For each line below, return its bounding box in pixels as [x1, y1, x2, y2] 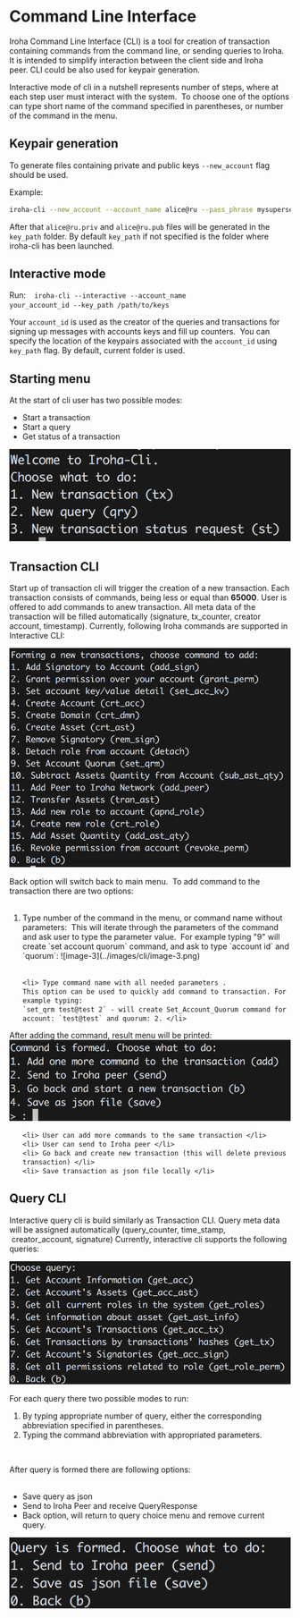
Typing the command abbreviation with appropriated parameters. [21, 1429, 262, 1440]
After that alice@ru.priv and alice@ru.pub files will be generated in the [9, 221, 271, 232]
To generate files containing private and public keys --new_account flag [9, 159, 271, 171]
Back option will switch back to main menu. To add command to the [9, 877, 261, 887]
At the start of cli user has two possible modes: [9, 395, 183, 406]
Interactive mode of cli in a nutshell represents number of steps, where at [9, 81, 279, 92]
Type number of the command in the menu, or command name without [21, 912, 283, 923]
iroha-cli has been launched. [9, 240, 114, 251]
